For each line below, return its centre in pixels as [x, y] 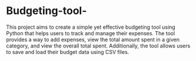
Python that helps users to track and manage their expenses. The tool [91, 33]
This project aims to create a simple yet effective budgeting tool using [91, 27]
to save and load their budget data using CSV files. [68, 52]
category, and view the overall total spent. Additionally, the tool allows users [98, 46]
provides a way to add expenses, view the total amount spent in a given [93, 39]
